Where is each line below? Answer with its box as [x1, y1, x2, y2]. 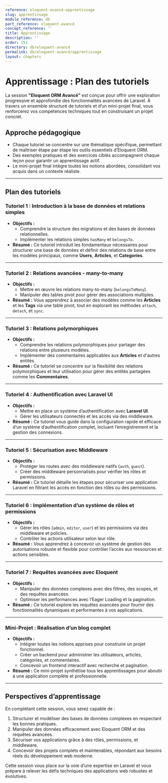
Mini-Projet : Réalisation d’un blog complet [5, 624, 111, 631]
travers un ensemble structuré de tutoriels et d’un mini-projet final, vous [5, 103, 153, 109]
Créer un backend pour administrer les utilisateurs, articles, [19, 651, 142, 657]
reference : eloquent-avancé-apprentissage [5, 7, 95, 13]
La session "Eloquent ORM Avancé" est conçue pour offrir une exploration [5, 92, 160, 99]
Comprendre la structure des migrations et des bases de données [19, 226, 156, 232]
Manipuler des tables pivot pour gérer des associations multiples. [19, 292, 155, 298]
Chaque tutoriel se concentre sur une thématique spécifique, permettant [12, 142, 162, 148]
